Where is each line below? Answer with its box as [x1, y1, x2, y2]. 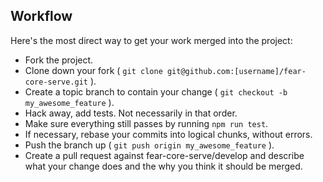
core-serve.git [24, 77, 89, 87]
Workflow [10, 8, 73, 25]
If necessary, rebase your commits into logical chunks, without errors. [24, 128, 313, 140]
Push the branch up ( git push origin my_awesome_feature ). [24, 139, 275, 151]
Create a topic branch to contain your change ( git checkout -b [24, 85, 288, 98]
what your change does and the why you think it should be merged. [24, 160, 303, 172]
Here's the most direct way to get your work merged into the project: [10, 34, 293, 46]
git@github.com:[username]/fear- [166, 66, 307, 76]
